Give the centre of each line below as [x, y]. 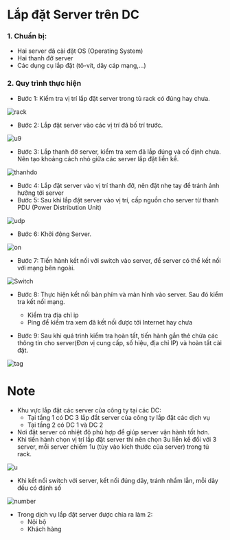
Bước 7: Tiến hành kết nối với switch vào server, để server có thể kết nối [119, 260]
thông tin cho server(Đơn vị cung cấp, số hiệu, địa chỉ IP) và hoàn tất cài [119, 342]
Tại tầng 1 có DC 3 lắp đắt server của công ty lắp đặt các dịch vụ [119, 417]
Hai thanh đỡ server [45, 58]
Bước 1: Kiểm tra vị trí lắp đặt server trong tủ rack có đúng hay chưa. [114, 98]
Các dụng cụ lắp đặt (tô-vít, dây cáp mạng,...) [81, 66]
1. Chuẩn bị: [27, 36]
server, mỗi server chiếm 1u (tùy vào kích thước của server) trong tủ [113, 447]
